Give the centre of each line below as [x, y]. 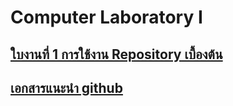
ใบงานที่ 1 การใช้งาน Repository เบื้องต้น [116, 54]
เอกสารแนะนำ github [66, 87]
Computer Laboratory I [106, 17]
